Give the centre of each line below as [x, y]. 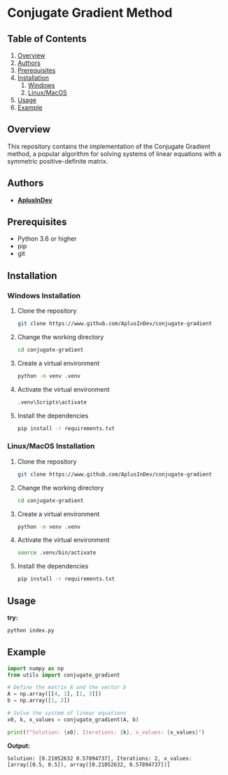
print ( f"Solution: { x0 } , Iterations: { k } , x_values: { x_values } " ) [106, 732]
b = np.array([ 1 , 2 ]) [39, 701]
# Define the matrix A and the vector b [67, 688]
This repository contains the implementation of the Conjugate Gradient [109, 146]
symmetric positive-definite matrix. [58, 161]
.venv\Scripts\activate [52, 402]
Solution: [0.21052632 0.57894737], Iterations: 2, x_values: [100, 758]
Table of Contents [47, 39]
